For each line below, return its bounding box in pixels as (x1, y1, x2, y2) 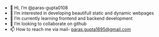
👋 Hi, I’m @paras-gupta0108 (9, 5, 68, 10)
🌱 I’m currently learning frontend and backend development (9, 15, 133, 21)
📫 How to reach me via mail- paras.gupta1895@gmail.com (9, 26, 131, 32)
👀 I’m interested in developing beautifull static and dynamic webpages (9, 10, 155, 16)
